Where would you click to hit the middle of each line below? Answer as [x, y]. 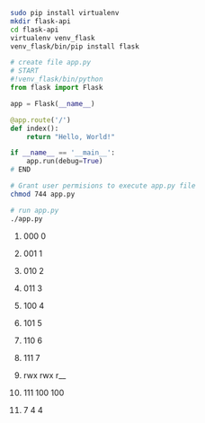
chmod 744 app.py [43, 194]
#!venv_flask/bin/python [57, 79]
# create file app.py [51, 63]
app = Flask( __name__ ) [53, 103]
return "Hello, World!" [71, 137]
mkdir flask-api [40, 21]
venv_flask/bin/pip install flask [75, 46]
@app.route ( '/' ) [40, 120]
